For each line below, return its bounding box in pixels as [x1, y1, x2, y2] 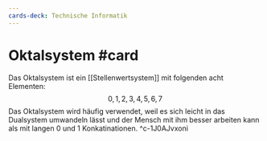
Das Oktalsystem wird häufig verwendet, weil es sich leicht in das [8, 106, 225, 116]
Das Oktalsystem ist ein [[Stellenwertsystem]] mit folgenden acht [8, 73, 224, 83]
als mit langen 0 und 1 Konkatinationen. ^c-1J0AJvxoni [8, 123, 189, 133]
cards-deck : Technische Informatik [8, 11, 128, 20]
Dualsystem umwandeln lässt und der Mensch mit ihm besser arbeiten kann [8, 115, 260, 124]
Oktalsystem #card [8, 46, 139, 64]
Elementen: [8, 81, 46, 91]
